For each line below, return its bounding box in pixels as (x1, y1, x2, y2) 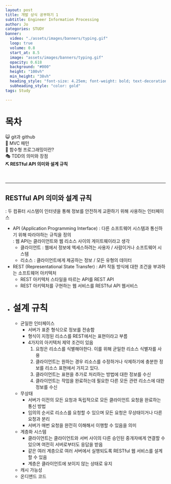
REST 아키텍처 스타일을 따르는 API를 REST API (20, 276, 115, 283)
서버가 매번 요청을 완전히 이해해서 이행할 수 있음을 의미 (27, 422, 137, 428)
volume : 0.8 (10, 45, 36, 50)
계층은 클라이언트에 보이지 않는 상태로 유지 (27, 461, 112, 467)
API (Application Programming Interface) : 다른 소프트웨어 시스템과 (12, 225, 149, 232)
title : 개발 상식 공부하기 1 (5, 12, 59, 17)
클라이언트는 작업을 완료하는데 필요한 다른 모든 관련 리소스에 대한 (35, 378, 165, 384)
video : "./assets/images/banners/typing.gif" (10, 36, 108, 41)
